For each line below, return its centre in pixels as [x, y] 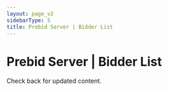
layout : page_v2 [30, 14]
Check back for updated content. [54, 81]
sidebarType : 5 [29, 20]
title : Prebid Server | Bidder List [60, 27]
